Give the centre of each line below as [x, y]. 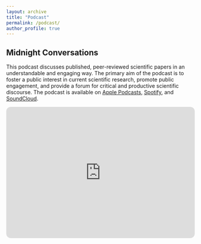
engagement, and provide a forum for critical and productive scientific [93, 86]
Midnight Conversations [52, 52]
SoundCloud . [22, 98]
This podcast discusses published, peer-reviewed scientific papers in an [96, 67]
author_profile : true [33, 28]
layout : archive [26, 12]
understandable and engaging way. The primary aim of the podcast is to [95, 73]
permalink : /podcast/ [33, 23]
